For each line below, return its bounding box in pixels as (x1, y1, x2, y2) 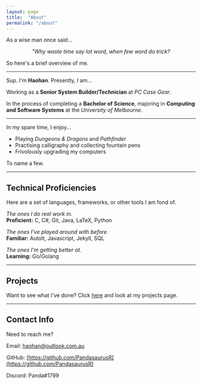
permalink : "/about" (6, 20, 58, 26)
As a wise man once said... (6, 37, 73, 44)
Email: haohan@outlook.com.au (6, 342, 85, 349)
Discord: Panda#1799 (6, 371, 60, 379)
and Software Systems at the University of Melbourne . (6, 106, 143, 114)
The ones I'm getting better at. (6, 247, 82, 254)
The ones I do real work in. (6, 211, 73, 218)
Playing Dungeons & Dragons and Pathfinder (14, 136, 126, 143)
